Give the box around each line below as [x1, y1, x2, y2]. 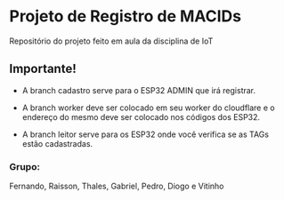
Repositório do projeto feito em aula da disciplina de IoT [9, 36, 214, 46]
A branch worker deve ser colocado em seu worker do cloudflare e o [21, 102, 275, 113]
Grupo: [9, 160, 40, 172]
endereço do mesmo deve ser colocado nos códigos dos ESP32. [21, 111, 261, 122]
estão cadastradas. [21, 138, 93, 148]
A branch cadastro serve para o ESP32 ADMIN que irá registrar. [21, 84, 256, 95]
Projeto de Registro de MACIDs [9, 6, 242, 27]
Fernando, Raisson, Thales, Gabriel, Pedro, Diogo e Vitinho [9, 180, 224, 192]
